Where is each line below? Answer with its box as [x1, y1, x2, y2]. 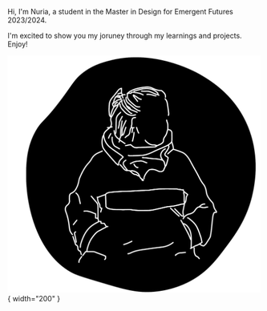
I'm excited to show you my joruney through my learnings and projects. [7, 31, 242, 40]
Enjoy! [7, 39, 29, 49]
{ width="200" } [7, 293, 61, 303]
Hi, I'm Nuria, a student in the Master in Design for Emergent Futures [7, 7, 233, 16]
